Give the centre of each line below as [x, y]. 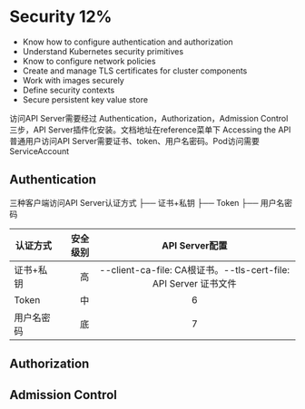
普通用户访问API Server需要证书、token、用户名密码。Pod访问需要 [135, 141]
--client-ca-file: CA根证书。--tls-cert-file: [195, 269]
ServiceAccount [39, 151]
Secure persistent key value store [85, 99]
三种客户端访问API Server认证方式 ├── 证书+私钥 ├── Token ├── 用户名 [147, 202]
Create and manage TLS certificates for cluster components [135, 71]
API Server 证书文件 [195, 283]
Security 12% [61, 17]
